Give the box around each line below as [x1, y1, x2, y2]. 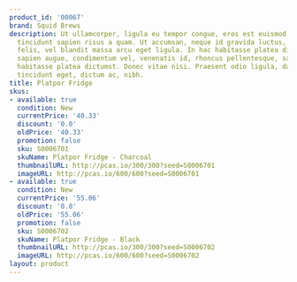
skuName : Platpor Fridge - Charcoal [17, 152, 152, 162]
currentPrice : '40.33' [17, 111, 101, 120]
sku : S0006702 [17, 226, 69, 235]
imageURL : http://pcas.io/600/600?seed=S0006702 [17, 251, 200, 261]
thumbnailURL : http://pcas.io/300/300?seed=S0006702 [17, 243, 216, 252]
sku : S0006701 [17, 144, 69, 153]
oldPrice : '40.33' [17, 128, 86, 137]
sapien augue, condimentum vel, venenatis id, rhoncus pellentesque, [17, 54, 278, 63]
